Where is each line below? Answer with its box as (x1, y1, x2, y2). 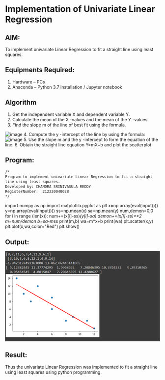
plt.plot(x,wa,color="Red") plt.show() (5, 223, 80, 229)
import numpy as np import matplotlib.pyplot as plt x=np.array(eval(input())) (5, 203, 159, 209)
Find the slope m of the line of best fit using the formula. (12, 122, 126, 128)
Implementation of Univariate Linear (5, 3, 156, 15)
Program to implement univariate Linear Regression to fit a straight (5, 174, 153, 180)
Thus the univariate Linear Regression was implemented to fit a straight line (5, 364, 158, 370)
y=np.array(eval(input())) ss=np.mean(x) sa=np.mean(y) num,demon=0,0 (5, 208, 154, 214)
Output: (5, 238, 29, 246)
